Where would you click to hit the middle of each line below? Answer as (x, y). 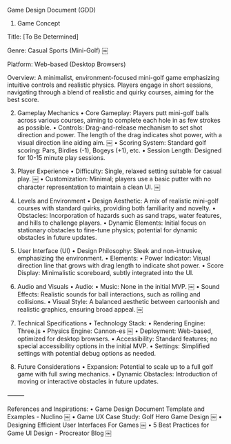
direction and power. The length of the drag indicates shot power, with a (120, 135)
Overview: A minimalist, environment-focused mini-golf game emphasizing (113, 78)
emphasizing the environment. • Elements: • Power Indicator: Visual (113, 258)
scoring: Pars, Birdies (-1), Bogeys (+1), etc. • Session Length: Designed (119, 150)
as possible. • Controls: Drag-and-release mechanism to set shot (110, 128)
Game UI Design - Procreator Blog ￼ (60, 433)
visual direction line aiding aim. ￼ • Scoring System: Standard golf (112, 143)
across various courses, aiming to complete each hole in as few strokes (119, 120)
